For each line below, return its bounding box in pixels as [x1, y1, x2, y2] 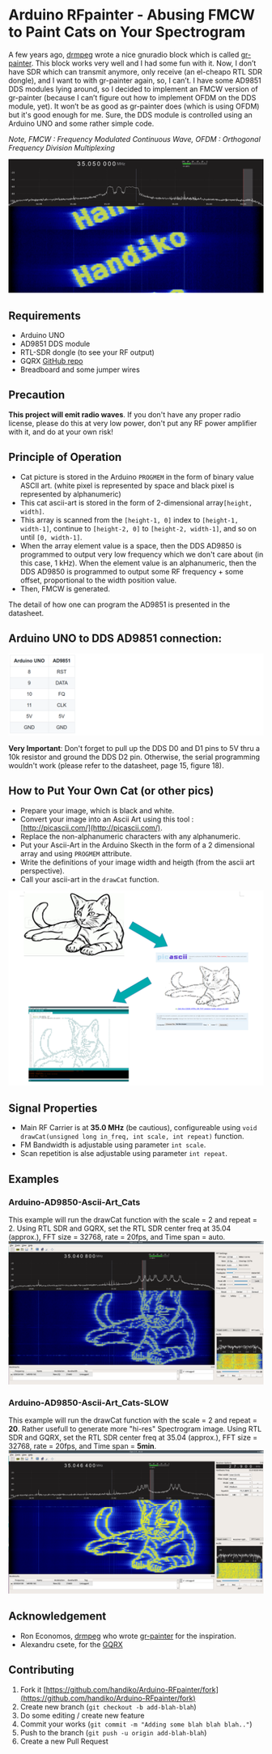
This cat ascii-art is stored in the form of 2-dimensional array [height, [19, 497, 253, 507]
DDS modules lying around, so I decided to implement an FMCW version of [8, 83, 258, 94]
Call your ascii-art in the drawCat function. [19, 874, 159, 884]
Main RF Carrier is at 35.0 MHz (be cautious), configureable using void [19, 1123, 257, 1133]
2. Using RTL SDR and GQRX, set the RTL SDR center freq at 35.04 [8, 1223, 232, 1233]
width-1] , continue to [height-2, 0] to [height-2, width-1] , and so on [19, 523, 257, 533]
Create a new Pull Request [19, 1736, 109, 1746]
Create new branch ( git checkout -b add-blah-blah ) [19, 1701, 197, 1711]
